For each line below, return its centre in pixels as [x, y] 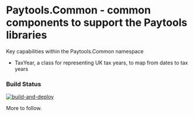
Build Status [24, 84]
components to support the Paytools [97, 23]
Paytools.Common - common [78, 10]
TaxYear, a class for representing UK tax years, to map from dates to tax [101, 63]
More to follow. [24, 108]
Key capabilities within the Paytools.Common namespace [75, 51]
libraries [27, 35]
